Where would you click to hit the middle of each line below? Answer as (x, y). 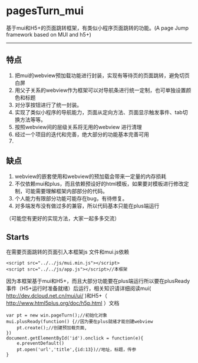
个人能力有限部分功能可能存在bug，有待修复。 (71, 198)
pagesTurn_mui (45, 11)
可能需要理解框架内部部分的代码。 (66, 191)
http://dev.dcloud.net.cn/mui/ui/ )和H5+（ (57, 296)
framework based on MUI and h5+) (49, 34)
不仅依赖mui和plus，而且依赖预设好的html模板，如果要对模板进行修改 (99, 183)
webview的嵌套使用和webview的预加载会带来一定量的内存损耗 (90, 176)
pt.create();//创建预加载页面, (52, 328)
